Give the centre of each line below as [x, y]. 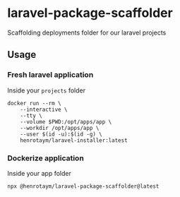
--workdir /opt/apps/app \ [60, 128]
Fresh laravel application [50, 75]
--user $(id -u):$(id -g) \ [61, 134]
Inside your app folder [40, 173]
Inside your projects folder [47, 90]
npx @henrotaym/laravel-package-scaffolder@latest [83, 186]
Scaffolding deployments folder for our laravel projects [87, 32]
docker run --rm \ [34, 103]
